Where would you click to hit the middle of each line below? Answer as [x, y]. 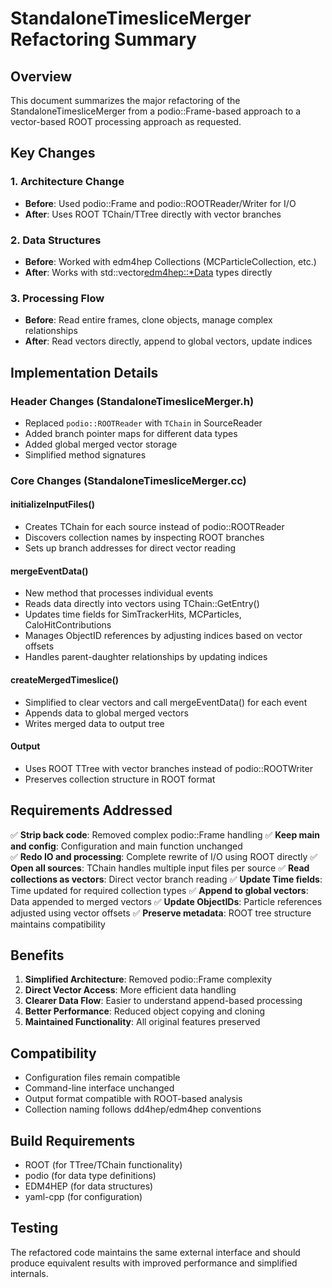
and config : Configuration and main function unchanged [126, 846]
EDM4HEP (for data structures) [89, 1186]
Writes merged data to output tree [94, 723]
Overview [41, 76]
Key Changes [53, 153]
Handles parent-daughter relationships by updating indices [146, 657]
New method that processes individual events [119, 593]
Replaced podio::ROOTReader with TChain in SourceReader [143, 423]
